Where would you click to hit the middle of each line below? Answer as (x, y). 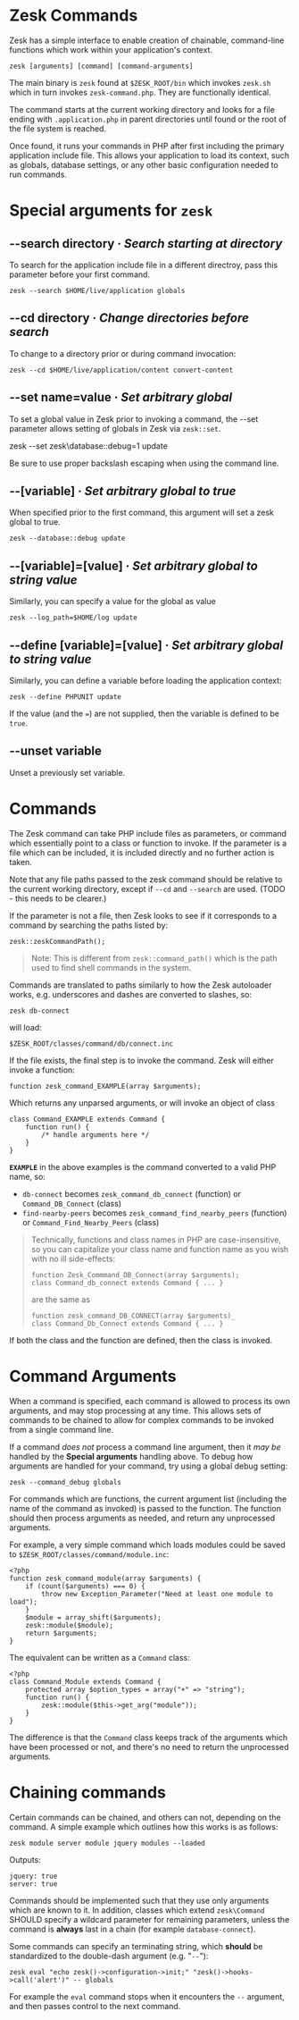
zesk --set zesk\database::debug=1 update (88, 446)
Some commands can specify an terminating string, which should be (136, 1946)
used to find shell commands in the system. (111, 967)
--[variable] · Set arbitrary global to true (123, 491)
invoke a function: (42, 1070)
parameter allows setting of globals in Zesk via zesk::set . (115, 428)
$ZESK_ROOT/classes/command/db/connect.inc (91, 1044)
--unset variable (56, 751)
